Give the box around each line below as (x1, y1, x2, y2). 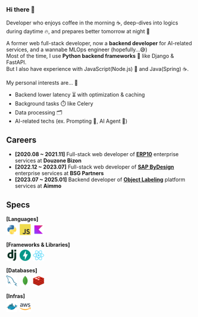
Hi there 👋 (6, 5, 36, 14)
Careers (6, 135, 37, 145)
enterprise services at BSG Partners (14, 170, 104, 177)
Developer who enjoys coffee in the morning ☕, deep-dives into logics (6, 19, 178, 26)
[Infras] (6, 292, 26, 300)
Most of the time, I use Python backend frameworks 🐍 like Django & (6, 52, 174, 60)
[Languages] (6, 215, 39, 222)
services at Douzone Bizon (14, 157, 82, 164)
